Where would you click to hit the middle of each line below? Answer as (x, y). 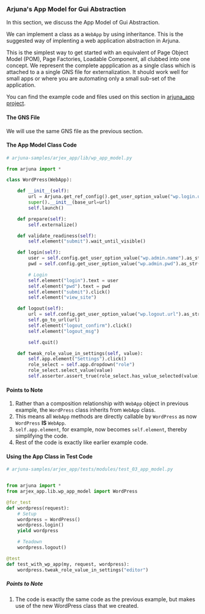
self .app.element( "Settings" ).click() (77, 359)
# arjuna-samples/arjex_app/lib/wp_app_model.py (69, 158)
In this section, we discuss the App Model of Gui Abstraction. (83, 23)
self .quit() (44, 342)
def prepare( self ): (42, 219)
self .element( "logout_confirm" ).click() (80, 326)
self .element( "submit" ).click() (70, 292)
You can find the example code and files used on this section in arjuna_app (101, 97)
